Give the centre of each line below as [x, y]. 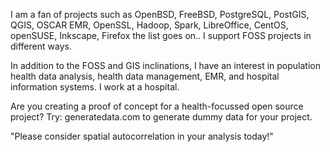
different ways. [41, 46]
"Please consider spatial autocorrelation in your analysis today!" [142, 136]
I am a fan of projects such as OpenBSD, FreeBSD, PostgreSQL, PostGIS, [160, 14]
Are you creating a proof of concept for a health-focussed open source [157, 106]
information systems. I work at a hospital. [95, 87]
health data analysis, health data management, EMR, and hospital [145, 76]
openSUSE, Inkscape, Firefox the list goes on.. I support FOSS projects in [161, 35]
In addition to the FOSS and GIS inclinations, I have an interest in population [165, 65]
